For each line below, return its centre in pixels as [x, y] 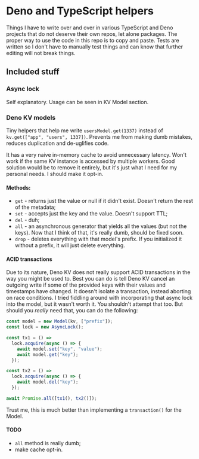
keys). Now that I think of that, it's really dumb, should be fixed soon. [99, 233]
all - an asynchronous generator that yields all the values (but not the [101, 226]
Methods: [18, 187]
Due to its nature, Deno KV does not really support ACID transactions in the [98, 272]
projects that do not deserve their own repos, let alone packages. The [92, 34]
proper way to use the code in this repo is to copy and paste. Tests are [93, 40]
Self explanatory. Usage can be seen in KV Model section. [77, 102]
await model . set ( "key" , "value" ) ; [60, 349]
